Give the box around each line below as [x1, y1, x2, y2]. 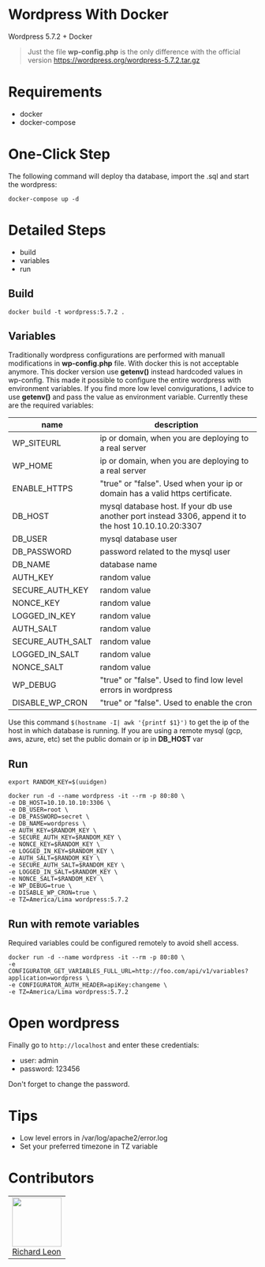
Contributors [8, 1169, 95, 1187]
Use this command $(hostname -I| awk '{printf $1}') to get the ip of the [8, 717, 250, 727]
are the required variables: [8, 400, 94, 410]
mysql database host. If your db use [99, 501, 233, 512]
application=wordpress [8, 974, 83, 982]
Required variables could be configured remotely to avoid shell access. [8, 938, 239, 947]
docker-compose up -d [8, 195, 80, 203]
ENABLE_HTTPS [12, 483, 73, 494]
